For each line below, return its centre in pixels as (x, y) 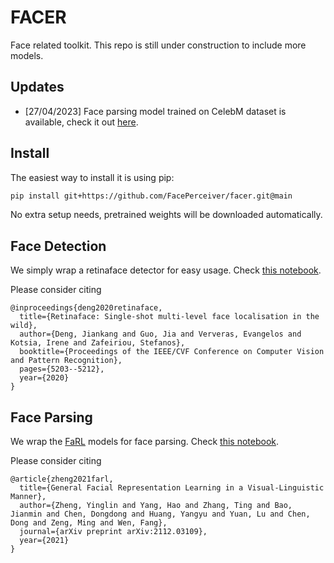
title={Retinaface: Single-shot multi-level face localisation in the (169, 317)
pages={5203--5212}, (62, 369)
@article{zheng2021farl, (62, 479)
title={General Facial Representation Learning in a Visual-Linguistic (172, 488)
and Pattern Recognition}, (66, 361)
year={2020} (44, 378)
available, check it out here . (81, 122)
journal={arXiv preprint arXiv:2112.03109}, (113, 532)
